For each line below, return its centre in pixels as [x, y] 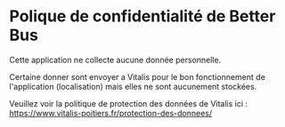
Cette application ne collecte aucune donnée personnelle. [115, 60]
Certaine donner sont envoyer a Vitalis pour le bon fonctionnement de [137, 76]
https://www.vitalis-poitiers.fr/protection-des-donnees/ [110, 113]
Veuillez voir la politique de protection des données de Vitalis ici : [128, 103]
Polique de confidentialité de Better [142, 16]
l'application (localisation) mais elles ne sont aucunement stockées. [133, 86]
